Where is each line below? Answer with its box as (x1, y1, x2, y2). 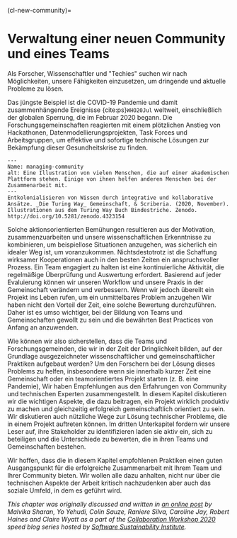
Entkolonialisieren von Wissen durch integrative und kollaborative (7, 194, 214, 201)
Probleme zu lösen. (7, 84, 64, 93)
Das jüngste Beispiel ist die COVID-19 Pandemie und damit (7, 98, 178, 106)
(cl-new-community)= (7, 6, 72, 14)
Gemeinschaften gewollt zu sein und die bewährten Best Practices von (7, 315, 214, 324)
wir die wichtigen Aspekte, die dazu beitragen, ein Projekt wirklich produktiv (7, 397, 229, 405)
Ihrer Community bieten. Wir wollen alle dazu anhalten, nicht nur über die (7, 471, 221, 479)
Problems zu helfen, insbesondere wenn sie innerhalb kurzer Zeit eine (7, 366, 212, 375)
